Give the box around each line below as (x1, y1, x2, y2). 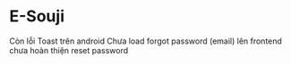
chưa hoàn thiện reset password (9, 44, 129, 55)
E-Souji (9, 6, 65, 27)
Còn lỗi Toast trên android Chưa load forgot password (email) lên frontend (9, 36, 282, 46)
